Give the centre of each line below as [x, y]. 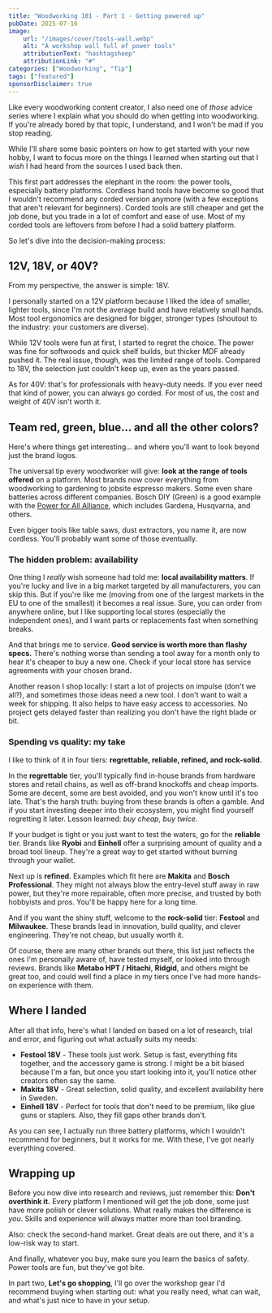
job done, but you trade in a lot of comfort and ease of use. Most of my [127, 216]
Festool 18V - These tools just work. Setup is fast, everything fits [129, 1054]
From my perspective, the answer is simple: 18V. [89, 286]
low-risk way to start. [44, 1243]
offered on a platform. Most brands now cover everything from [114, 480]
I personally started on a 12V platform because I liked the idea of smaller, [130, 301]
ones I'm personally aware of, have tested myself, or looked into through [129, 959]
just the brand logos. [43, 456]
